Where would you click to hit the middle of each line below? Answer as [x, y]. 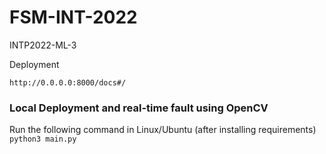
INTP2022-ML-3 [43, 45]
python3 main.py [43, 139]
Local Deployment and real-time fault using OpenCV [139, 108]
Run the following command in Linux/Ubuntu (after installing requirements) [163, 130]
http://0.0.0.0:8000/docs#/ [68, 82]
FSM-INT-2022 [73, 17]
